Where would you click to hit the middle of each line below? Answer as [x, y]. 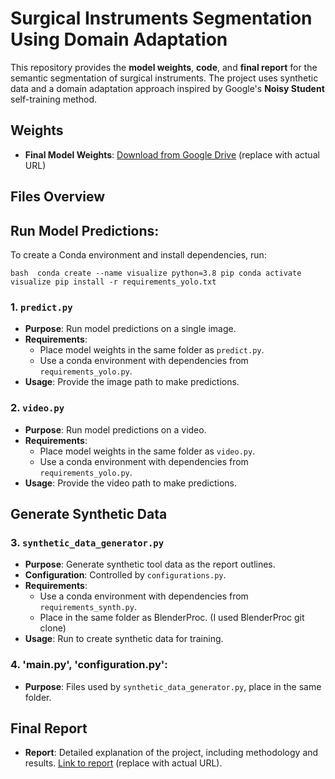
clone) [53, 628]
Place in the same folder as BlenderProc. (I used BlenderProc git [172, 618]
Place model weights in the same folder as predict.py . [152, 350]
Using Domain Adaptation [119, 39]
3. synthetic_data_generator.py [87, 542]
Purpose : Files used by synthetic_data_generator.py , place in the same [173, 686]
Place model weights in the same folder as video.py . [147, 451]
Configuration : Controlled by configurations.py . [125, 575]
